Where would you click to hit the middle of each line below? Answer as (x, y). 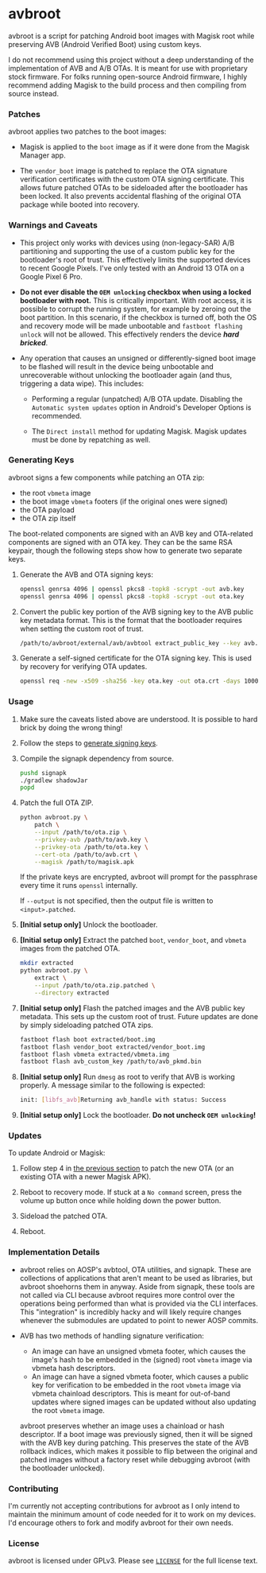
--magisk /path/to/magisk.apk (84, 862)
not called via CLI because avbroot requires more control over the (127, 1295)
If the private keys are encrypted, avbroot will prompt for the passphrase (139, 877)
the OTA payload (47, 509)
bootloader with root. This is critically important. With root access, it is (136, 300)
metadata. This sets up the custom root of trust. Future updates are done (139, 1016)
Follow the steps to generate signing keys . (89, 743)
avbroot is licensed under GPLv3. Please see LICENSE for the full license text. (133, 1561)
